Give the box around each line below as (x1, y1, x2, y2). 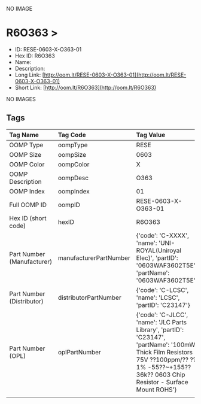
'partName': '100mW (136, 341, 196, 349)
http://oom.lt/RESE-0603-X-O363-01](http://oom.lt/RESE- (44, 71, 187, 78)
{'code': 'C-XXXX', (136, 231, 190, 239)
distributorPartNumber (57, 293, 121, 302)
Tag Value (136, 130, 166, 139)
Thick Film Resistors (136, 348, 193, 356)
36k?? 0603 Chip (136, 370, 185, 379)
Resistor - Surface (136, 378, 188, 386)
